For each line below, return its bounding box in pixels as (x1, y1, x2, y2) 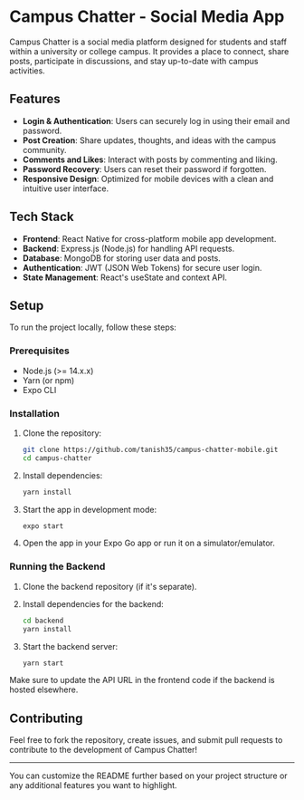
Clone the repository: (22, 428, 102, 439)
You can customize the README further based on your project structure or (9, 770, 288, 781)
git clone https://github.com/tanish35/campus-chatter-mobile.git (22, 445, 279, 454)
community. (22, 144, 67, 155)
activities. (9, 65, 45, 76)
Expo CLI (22, 384, 57, 395)
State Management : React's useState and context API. (22, 272, 228, 283)
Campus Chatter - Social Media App (9, 6, 285, 27)
